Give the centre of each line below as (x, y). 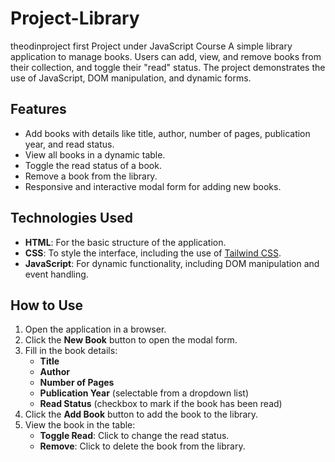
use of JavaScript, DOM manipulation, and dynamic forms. (131, 78)
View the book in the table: (80, 425)
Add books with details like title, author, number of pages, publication (167, 133)
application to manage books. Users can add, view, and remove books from (166, 56)
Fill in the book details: (71, 351)
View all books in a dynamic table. (95, 154)
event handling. (56, 274)
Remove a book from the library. (91, 176)
